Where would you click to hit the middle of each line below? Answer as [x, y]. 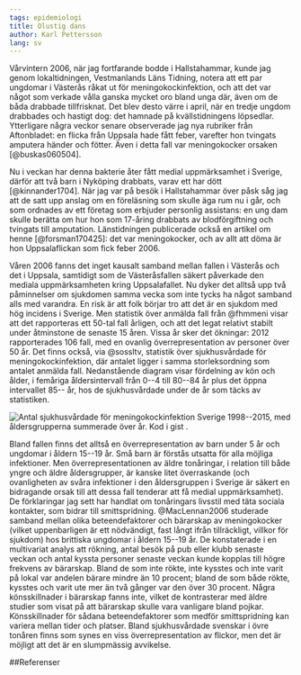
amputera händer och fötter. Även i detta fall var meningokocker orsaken [144, 145]
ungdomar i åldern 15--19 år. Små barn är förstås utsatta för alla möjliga [142, 454]
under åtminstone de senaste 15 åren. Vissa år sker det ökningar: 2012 [139, 333]
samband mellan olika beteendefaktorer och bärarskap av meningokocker [146, 521]
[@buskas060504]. [45, 155]
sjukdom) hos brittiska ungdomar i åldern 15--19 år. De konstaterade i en [143, 540]
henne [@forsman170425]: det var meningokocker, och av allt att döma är [146, 238]
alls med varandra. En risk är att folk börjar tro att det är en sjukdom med [144, 304]
